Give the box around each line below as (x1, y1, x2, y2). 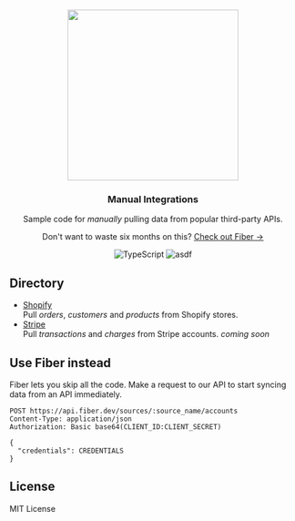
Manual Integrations (107, 192, 198, 205)
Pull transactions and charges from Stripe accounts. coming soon (22, 329, 270, 340)
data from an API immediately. (9, 388, 123, 400)
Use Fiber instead (9, 355, 112, 371)
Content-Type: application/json (9, 414, 132, 424)
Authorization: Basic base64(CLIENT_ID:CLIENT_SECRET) (9, 422, 222, 432)
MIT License (9, 503, 56, 514)
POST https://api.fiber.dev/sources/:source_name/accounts (9, 406, 239, 415)
